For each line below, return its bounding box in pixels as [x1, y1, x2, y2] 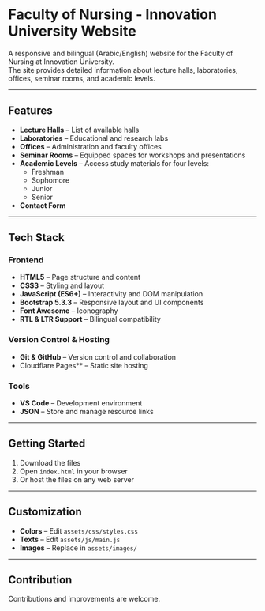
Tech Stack [8, 231, 65, 244]
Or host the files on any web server [19, 474, 134, 484]
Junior [31, 183, 53, 193]
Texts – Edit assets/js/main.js [19, 534, 121, 544]
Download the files [19, 458, 81, 467]
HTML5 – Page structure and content [19, 273, 140, 282]
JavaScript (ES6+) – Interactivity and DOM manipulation [19, 289, 203, 299]
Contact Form [19, 200, 66, 210]
